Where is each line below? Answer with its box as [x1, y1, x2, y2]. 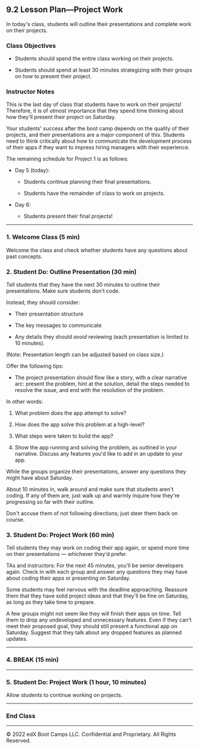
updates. [6, 635, 28, 642]
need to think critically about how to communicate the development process [6, 137, 192, 144]
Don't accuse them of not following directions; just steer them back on [6, 510, 178, 517]
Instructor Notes [6, 88, 55, 96]
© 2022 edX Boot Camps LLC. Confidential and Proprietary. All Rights [6, 731, 176, 738]
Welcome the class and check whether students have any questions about [6, 246, 188, 253]
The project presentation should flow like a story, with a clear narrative [14, 374, 187, 381]
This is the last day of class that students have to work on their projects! [6, 101, 182, 108]
